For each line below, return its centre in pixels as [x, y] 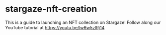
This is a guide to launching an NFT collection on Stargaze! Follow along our [83, 22]
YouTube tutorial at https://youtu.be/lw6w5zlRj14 [55, 27]
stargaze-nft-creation [51, 9]
